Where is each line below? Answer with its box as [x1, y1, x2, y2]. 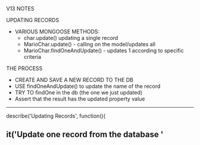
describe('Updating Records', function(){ [6, 112, 106, 119]
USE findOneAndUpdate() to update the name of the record [14, 83, 161, 90]
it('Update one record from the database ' [6, 130, 164, 140]
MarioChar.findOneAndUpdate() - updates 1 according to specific [23, 47, 184, 54]
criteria [23, 53, 42, 60]
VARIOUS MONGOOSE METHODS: [14, 28, 100, 35]
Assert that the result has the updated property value [14, 95, 145, 102]
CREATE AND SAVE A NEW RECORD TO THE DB [14, 77, 134, 83]
